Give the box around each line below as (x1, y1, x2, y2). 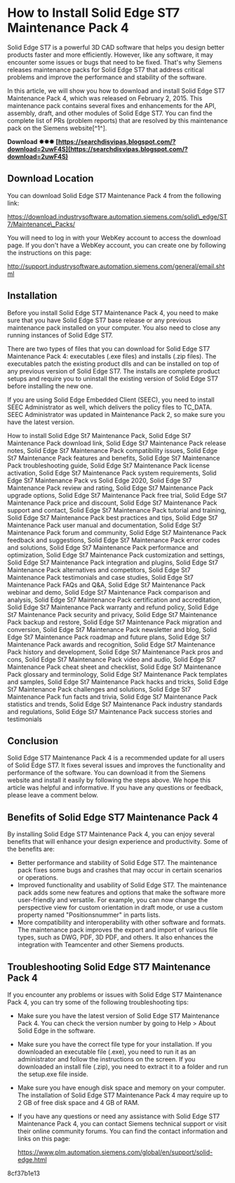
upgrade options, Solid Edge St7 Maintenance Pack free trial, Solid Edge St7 (7, 491, 227, 499)
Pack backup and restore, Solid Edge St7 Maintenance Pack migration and (7, 618, 222, 626)
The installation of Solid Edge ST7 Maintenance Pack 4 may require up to (17, 1091, 229, 1099)
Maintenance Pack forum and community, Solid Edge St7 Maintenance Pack (7, 528, 227, 536)
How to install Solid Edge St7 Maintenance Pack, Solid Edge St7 (7, 431, 192, 440)
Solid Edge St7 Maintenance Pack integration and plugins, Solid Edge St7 (7, 558, 219, 567)
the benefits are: (7, 845, 55, 854)
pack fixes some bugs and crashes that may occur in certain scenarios (17, 866, 222, 875)
